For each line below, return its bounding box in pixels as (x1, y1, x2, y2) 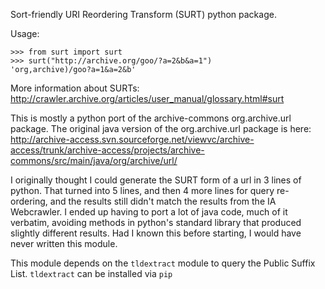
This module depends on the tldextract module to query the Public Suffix (10, 257, 316, 269)
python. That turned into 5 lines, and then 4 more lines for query (10, 185, 275, 196)
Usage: (10, 28, 40, 39)
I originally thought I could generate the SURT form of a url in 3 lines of (10, 174, 302, 186)
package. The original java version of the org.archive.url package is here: (10, 123, 312, 134)
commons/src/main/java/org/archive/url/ (10, 155, 178, 166)
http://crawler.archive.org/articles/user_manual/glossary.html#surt (10, 93, 285, 104)
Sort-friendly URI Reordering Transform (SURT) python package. (10, 9, 277, 20)
